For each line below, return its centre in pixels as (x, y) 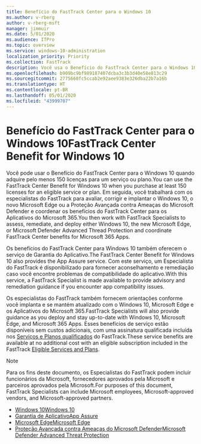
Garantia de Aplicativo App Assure (57, 416)
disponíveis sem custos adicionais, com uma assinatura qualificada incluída (99, 330)
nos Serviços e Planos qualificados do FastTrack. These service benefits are (100, 336)
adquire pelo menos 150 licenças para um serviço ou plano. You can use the (99, 179)
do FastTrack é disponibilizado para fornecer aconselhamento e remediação (100, 267)
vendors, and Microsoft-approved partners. (60, 398)
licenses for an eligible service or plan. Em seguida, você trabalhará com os (99, 192)
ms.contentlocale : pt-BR (37, 90)
